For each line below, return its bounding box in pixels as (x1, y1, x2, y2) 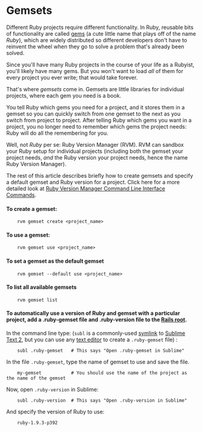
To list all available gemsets (6, 283, 77, 291)
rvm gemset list (17, 297, 58, 303)
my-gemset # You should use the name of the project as (17, 370, 188, 376)
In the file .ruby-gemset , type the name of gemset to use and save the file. (6, 358, 190, 366)
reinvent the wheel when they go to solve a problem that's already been (6, 43, 185, 50)
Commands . (6, 191, 37, 198)
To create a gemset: (6, 205, 57, 212)
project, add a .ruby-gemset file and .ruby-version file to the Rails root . (6, 316, 188, 323)
